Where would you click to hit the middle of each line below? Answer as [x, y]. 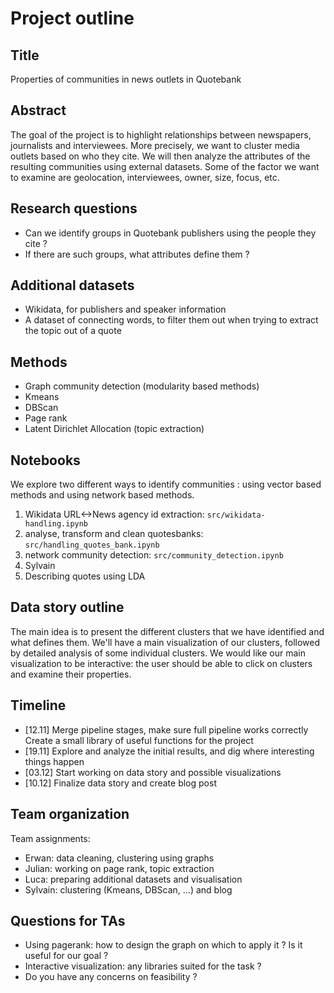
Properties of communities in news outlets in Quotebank [126, 79]
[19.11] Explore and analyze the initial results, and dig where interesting [169, 751]
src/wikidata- [236, 515]
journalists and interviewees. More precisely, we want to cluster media [155, 145]
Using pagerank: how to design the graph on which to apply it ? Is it [163, 945]
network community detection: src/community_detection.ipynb [154, 555]
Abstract [38, 110]
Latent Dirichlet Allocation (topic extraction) [114, 429]
